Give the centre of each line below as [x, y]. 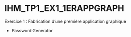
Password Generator [32, 30]
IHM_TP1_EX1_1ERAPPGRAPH [64, 8]
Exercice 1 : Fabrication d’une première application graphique [65, 21]
